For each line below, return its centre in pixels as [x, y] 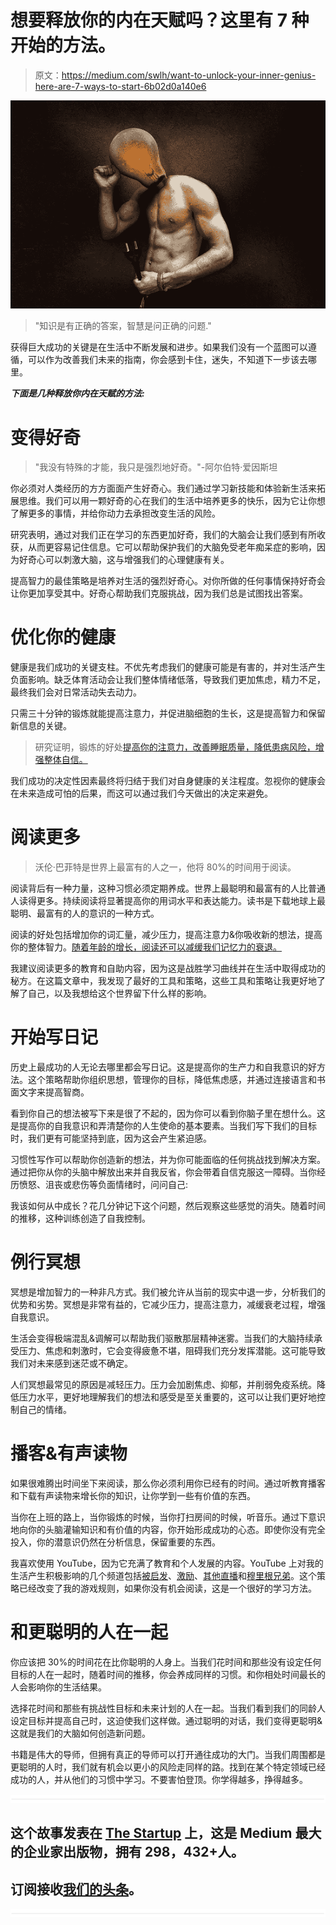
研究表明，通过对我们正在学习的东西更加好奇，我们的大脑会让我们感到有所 [163, 535]
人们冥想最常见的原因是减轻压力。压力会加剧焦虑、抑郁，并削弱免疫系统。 [163, 1384]
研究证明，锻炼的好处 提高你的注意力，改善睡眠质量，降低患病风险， [175, 747]
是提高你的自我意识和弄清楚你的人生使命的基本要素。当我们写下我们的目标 [163, 1126]
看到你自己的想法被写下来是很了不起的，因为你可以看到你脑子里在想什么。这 [168, 1113]
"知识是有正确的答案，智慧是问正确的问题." [123, 326]
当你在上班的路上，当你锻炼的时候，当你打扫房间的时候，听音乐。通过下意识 [168, 1517]
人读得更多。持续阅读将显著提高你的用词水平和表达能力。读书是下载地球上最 [168, 901]
